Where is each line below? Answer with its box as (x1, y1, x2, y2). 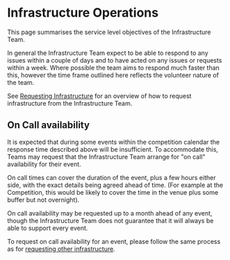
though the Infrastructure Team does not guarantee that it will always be (7, 216, 214, 225)
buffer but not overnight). (7, 195, 80, 204)
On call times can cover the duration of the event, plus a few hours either (7, 173, 216, 181)
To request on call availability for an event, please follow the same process (7, 237, 221, 245)
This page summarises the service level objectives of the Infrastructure (7, 28, 211, 36)
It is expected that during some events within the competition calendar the (7, 138, 220, 146)
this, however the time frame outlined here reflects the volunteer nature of (7, 71, 219, 79)
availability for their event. (7, 160, 81, 168)
